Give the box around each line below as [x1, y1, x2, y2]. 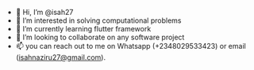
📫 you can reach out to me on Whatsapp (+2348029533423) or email [15, 42, 246, 50]
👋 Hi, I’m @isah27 [15, 8, 74, 17]
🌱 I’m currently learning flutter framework [15, 24, 152, 33]
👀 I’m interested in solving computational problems [15, 16, 182, 25]
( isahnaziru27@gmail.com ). [15, 53, 106, 62]
